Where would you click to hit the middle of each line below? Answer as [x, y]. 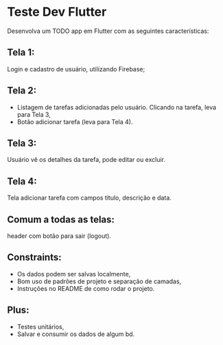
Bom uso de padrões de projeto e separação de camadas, [99, 281]
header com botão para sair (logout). [59, 236]
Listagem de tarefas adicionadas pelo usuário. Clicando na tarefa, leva [117, 107]
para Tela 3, [34, 115]
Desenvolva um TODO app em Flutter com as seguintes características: [108, 31]
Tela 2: [22, 91]
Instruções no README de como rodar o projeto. [86, 288]
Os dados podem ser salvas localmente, [74, 274]
